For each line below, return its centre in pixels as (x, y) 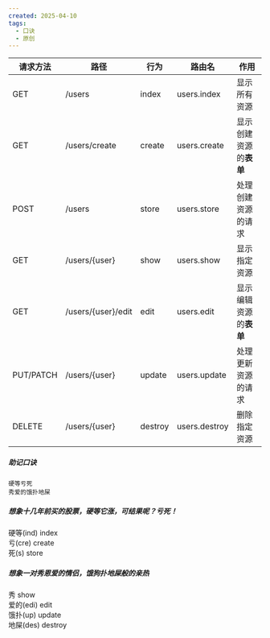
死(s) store (26, 553)
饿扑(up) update (35, 615)
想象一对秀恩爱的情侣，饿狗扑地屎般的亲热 (79, 573)
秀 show (22, 595)
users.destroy (202, 426)
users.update (201, 375)
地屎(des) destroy (38, 625)
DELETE (27, 426)
